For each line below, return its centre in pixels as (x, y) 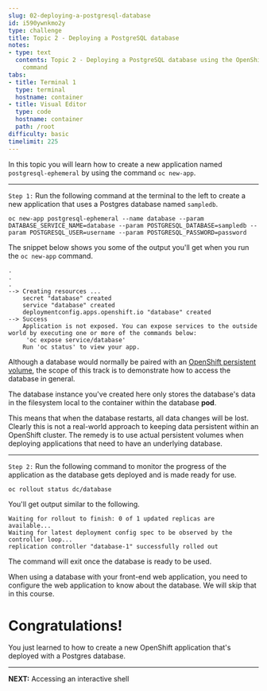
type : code (33, 112)
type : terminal (41, 90)
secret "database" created (67, 298)
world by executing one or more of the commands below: (103, 333)
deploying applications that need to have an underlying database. (115, 443)
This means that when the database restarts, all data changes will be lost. (128, 418)
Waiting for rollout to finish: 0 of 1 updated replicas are (112, 518)
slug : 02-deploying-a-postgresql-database (79, 16)
